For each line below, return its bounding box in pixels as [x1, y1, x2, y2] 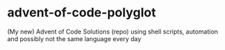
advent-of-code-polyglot [7, 5, 157, 21]
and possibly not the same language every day [7, 34, 141, 42]
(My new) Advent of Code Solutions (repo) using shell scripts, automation [7, 27, 218, 36]
